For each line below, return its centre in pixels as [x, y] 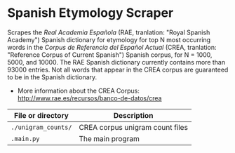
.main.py [25, 139]
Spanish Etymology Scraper [90, 13]
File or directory [41, 115]
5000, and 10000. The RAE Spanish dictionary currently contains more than [116, 62]
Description [133, 115]
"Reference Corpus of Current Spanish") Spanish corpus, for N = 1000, [110, 55]
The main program [109, 138]
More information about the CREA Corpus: [79, 91]
